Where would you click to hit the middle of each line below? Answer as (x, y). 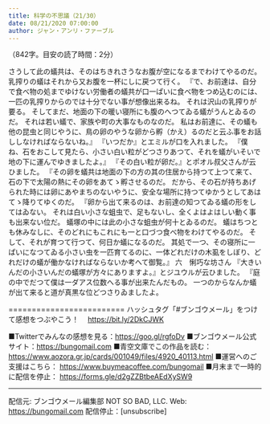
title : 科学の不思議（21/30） (54, 16)
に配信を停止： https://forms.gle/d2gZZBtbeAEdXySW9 (100, 377)
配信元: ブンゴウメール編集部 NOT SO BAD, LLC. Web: (98, 402)
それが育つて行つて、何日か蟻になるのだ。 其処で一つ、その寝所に (139, 243)
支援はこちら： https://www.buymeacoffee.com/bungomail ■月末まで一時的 (135, 367)
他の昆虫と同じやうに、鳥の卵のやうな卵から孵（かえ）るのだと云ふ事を (128, 132)
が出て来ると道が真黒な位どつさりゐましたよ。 (86, 292)
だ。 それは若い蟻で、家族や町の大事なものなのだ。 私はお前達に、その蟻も (133, 122)
